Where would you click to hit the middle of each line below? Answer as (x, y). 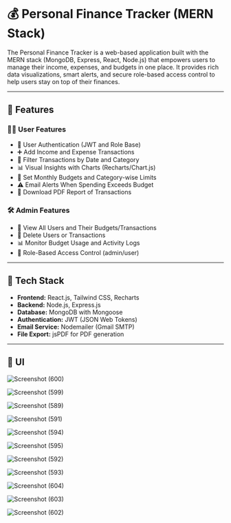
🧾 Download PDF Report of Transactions (74, 192)
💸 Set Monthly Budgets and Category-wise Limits (87, 177)
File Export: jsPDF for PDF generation (70, 334)
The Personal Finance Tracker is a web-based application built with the (108, 52)
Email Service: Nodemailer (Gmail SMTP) (76, 327)
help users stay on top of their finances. (64, 81)
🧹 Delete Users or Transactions (61, 235)
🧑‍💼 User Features (37, 130)
